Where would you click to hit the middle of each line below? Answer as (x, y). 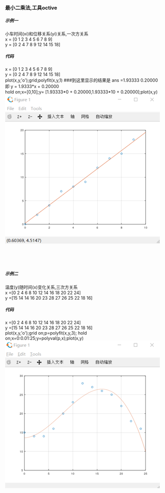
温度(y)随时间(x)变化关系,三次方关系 (41, 287)
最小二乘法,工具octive (31, 7)
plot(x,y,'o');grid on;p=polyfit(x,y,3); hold (46, 333)
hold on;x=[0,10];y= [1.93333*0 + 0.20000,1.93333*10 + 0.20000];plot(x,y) (82, 92)
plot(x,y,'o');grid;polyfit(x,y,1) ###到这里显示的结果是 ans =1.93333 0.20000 (82, 80)
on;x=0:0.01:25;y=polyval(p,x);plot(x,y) (44, 338)
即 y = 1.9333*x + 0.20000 (32, 86)
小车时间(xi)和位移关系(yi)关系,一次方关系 (47, 33)
